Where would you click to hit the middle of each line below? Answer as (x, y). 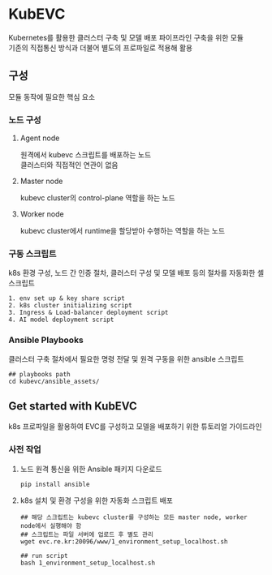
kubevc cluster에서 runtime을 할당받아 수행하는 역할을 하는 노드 (123, 231)
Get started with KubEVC (73, 406)
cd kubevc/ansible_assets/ (54, 381)
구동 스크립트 (32, 254)
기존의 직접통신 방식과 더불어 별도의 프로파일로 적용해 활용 (101, 47)
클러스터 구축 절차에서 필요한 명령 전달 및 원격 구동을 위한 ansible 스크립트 (126, 358)
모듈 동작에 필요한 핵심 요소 (52, 97)
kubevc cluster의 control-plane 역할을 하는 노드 (98, 198)
